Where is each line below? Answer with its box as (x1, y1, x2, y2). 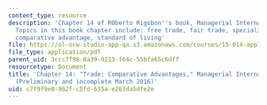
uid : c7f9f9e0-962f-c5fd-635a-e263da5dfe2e (8, 84, 155, 93)
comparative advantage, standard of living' (15, 33, 165, 42)
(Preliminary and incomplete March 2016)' (15, 77, 158, 85)
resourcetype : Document (8, 63, 87, 71)
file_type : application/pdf (8, 48, 102, 56)
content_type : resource (8, 11, 87, 20)
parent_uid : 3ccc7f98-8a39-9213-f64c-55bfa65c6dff (8, 56, 180, 64)
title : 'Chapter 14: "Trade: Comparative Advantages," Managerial (8, 70, 233, 78)
